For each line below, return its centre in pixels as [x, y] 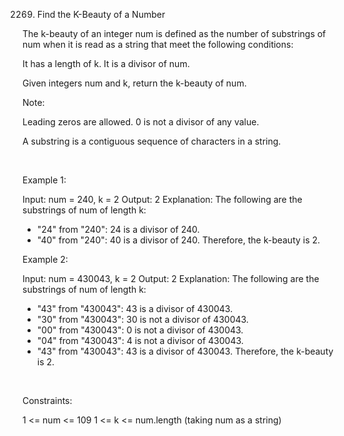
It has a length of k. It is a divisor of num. [106, 63]
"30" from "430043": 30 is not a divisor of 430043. [142, 319]
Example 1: [44, 180]
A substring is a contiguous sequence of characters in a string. [152, 141]
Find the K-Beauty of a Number [101, 14]
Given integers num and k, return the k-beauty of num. [134, 83]
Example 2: [45, 259]
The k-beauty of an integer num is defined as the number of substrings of [174, 33]
